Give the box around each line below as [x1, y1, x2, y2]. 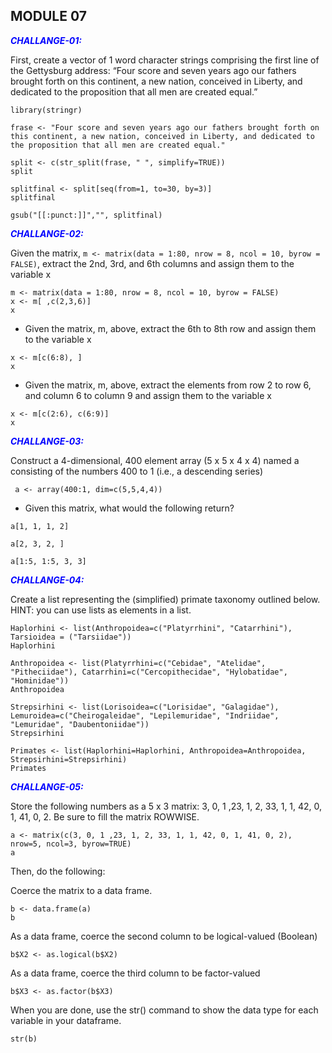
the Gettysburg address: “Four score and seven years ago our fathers [10, 64, 297, 76]
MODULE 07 [10, 8, 87, 25]
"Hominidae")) [10, 675, 70, 686]
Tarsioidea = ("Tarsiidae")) [10, 632, 132, 642]
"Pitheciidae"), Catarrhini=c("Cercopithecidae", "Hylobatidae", [10, 667, 288, 677]
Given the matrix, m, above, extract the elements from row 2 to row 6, [24, 379, 312, 391]
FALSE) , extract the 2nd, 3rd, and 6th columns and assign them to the [10, 257, 295, 269]
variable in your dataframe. [10, 1014, 122, 1026]
